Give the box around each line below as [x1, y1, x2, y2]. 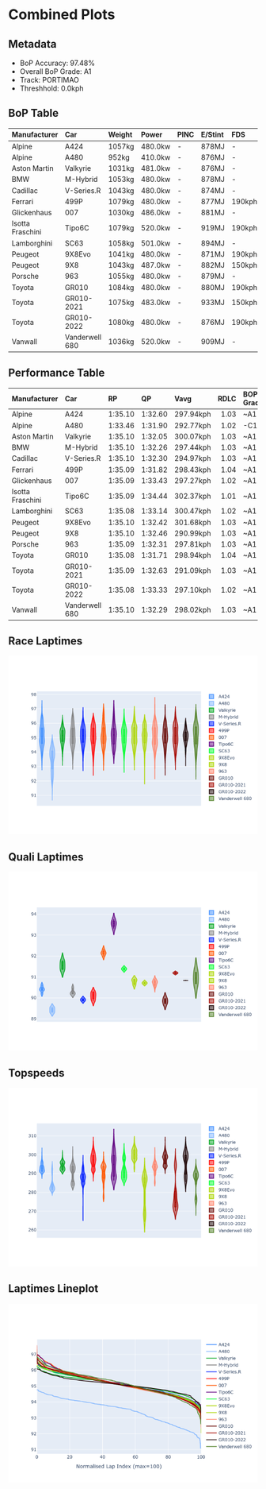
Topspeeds [8, 1066, 65, 1080]
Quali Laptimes [8, 850, 85, 864]
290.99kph [173, 528, 211, 538]
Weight [108, 130, 133, 140]
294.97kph [173, 454, 211, 463]
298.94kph [173, 551, 211, 560]
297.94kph [173, 409, 211, 419]
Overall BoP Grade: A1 [19, 67, 92, 76]
